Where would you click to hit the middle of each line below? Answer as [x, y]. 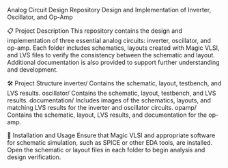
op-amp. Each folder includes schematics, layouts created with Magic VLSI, [113, 48]
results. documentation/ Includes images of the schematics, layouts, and [109, 100]
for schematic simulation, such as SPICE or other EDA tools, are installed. [110, 142]
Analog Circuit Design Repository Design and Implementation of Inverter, [109, 10]
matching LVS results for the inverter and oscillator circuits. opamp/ [102, 108]
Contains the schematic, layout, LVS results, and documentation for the [107, 115]
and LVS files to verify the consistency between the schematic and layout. [111, 55]
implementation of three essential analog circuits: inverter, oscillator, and [109, 41]
